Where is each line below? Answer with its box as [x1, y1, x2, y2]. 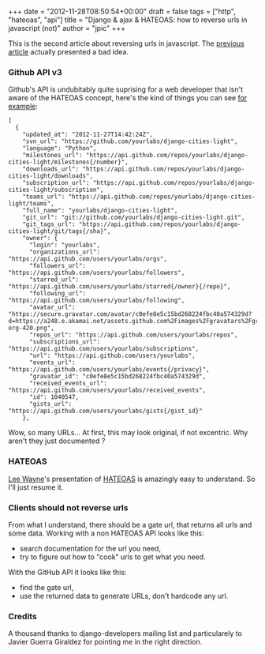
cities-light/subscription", [8, 186, 104, 194]
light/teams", [8, 200, 55, 208]
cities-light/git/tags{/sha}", [8, 227, 111, 235]
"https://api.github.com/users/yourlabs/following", [8, 296, 185, 305]
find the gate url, [19, 582, 74, 592]
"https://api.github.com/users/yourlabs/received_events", [8, 386, 207, 394]
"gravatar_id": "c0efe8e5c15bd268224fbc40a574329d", [28, 373, 207, 381]
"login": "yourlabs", [28, 241, 101, 250]
